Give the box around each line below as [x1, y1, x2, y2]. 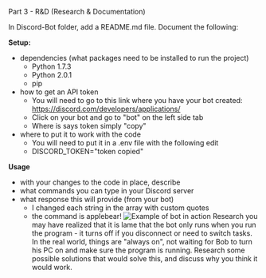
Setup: [8, 38, 31, 47]
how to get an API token [19, 87, 99, 97]
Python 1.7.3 [31, 62, 72, 71]
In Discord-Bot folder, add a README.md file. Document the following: [8, 22, 239, 31]
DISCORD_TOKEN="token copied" [31, 147, 144, 156]
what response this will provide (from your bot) [19, 195, 174, 204]
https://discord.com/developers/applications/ [31, 104, 181, 113]
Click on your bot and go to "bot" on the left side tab [31, 113, 204, 122]
